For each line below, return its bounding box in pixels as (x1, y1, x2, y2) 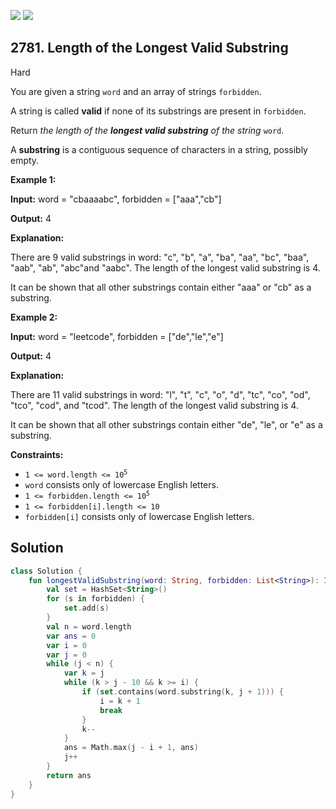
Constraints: (10, 448, 64, 460)
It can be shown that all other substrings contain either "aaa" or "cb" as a (10, 281, 312, 293)
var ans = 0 (46, 631, 97, 641)
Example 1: (10, 173, 57, 185)
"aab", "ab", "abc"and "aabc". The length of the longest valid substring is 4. (10, 261, 321, 274)
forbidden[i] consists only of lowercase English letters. (24, 510, 255, 522)
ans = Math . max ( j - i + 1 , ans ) (63, 743, 199, 753)
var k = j (63, 668, 105, 679)
